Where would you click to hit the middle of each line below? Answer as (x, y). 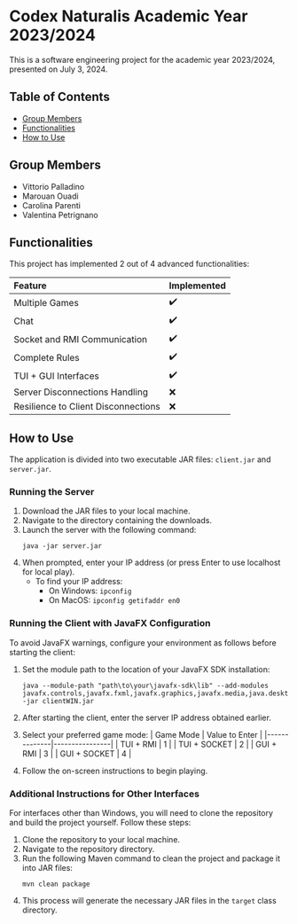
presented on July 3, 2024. (59, 69)
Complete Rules (47, 357)
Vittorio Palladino (53, 186)
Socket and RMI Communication (81, 339)
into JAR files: (47, 868)
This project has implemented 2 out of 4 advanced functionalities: (129, 264)
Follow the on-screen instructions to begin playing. (115, 771)
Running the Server (52, 492)
